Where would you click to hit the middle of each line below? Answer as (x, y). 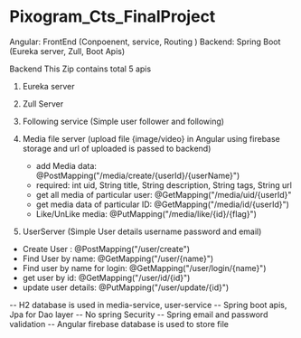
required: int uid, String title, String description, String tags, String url (164, 185)
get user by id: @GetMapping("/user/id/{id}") (106, 277)
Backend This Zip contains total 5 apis (80, 69)
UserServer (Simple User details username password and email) (142, 231)
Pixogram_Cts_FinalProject (113, 17)
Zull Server (43, 103)
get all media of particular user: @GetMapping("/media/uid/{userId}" (164, 194)
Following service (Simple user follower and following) (123, 121)
